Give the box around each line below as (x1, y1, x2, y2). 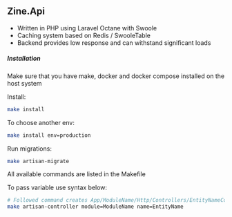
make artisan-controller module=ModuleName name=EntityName (7, 203, 184, 210)
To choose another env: (7, 118, 75, 126)
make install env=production (7, 131, 91, 139)
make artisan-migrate (7, 158, 70, 164)
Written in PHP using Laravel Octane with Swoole (17, 23, 157, 32)
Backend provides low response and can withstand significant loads (17, 38, 211, 47)
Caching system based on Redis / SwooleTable (17, 31, 151, 39)
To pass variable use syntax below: (7, 183, 108, 192)
